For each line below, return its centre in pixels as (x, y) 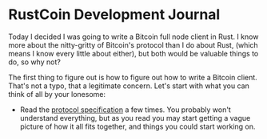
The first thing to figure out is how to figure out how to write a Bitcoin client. (133, 77)
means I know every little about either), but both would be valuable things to (133, 53)
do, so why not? (35, 62)
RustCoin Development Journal (114, 15)
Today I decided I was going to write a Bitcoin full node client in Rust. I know (133, 37)
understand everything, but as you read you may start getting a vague (135, 118)
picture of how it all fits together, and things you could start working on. (137, 126)
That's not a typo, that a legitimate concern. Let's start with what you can (129, 86)
